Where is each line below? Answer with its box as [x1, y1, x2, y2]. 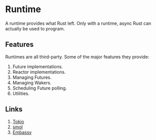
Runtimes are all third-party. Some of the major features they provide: [5, 54, 149, 60]
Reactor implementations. [12, 69, 66, 75]
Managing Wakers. [12, 79, 52, 85]
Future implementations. [12, 63, 63, 69]
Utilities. [12, 90, 30, 97]
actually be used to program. [5, 25, 65, 31]
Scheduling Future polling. [12, 85, 67, 91]
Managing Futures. [12, 74, 52, 80]
